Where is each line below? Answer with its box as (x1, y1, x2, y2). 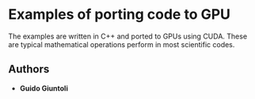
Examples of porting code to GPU (8, 5, 231, 24)
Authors (8, 63, 50, 76)
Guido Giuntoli (19, 83, 69, 93)
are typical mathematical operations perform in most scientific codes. (8, 39, 235, 49)
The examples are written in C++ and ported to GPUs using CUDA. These (8, 31, 248, 41)
